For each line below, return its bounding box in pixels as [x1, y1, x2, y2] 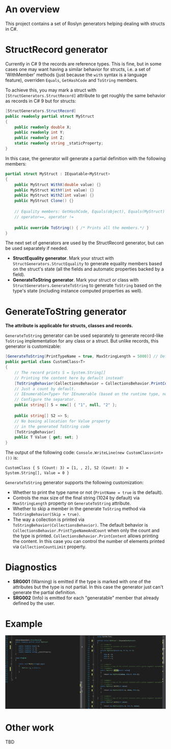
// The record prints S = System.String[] [14, 370, 106, 375]
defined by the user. [12, 600, 55, 606]
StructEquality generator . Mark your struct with [12, 255, 114, 261]
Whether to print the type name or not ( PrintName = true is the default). [12, 489, 163, 495]
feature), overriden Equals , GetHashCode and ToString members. [5, 77, 138, 83]
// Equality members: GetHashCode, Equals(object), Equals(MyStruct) [14, 209, 165, 214]
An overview [5, 4, 60, 15]
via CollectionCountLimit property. [12, 543, 87, 550]
